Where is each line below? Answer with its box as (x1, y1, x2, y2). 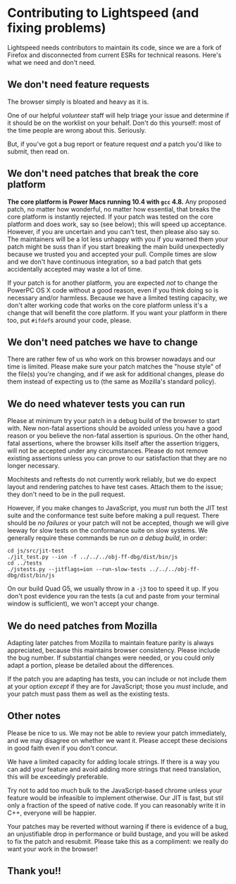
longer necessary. (7, 462, 60, 470)
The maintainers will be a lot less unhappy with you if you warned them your (7, 235, 229, 243)
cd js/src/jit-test (7, 548, 65, 555)
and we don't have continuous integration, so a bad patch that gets (7, 257, 202, 266)
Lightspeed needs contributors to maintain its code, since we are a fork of (7, 43, 222, 51)
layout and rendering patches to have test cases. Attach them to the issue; (7, 483, 223, 491)
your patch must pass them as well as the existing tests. (7, 689, 170, 698)
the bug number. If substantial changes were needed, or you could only (7, 653, 215, 662)
